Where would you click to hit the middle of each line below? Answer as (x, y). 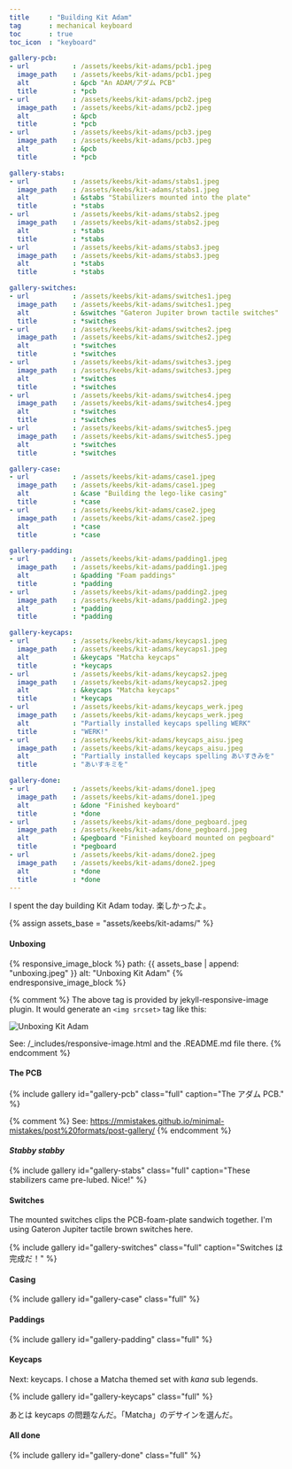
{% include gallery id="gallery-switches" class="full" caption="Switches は (146, 1247)
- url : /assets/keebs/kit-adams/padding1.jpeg (118, 559)
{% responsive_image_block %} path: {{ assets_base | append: (124, 964)
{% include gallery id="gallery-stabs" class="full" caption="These (130, 1170)
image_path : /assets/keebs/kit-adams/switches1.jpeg (124, 304)
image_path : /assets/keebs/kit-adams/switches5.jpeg (124, 436)
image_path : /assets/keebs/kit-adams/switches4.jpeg (124, 403)
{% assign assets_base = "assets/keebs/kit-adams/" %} (111, 924)
